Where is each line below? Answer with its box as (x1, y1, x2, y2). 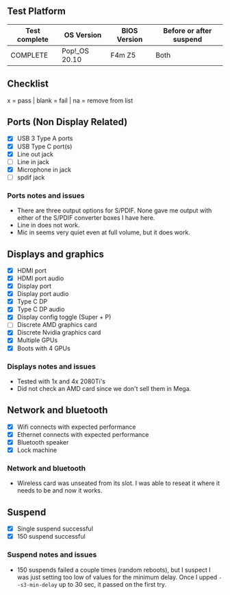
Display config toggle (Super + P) (16, 313, 112, 322)
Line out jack (16, 150, 53, 158)
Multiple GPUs (16, 336, 58, 344)
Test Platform (7, 5, 66, 17)
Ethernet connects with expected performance (16, 430, 149, 438)
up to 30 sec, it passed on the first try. (58, 580, 166, 588)
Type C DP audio (16, 305, 65, 313)
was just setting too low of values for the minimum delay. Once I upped (16, 573, 218, 581)
